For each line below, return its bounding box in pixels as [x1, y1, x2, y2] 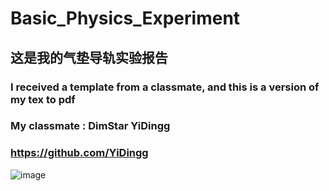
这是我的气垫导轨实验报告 [10, 49, 168, 66]
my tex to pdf [10, 92, 76, 106]
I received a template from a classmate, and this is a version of [10, 80, 320, 94]
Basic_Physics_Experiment [10, 7, 241, 30]
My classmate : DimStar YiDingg [10, 119, 171, 133]
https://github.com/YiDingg [10, 146, 149, 160]
